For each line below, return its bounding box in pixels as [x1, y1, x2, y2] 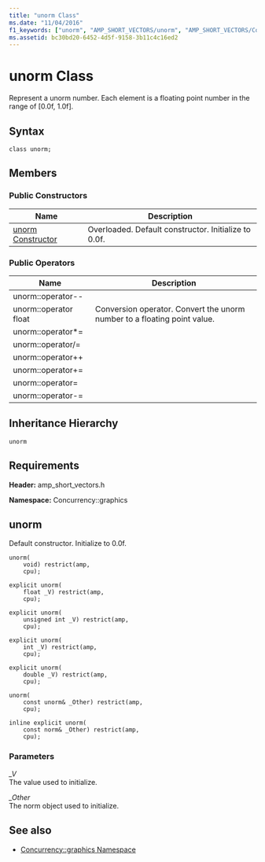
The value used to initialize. [9, 777, 98, 786]
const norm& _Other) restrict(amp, [23, 726, 140, 734]
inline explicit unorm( [9, 719, 87, 728]
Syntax [9, 124, 45, 138]
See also [9, 823, 52, 838]
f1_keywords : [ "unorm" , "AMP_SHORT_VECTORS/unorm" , [9, 26, 182, 34]
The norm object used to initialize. [9, 801, 120, 810]
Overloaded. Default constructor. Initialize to [87, 223, 251, 234]
